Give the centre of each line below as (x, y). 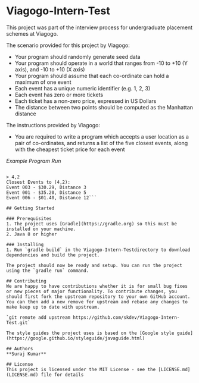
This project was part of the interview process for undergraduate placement (99, 27)
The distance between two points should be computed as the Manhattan (104, 107)
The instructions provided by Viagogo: (53, 125)
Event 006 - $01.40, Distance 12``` (52, 197)
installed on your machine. (41, 229)
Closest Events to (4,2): (38, 182)
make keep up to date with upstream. (53, 307)
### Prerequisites (29, 218)
